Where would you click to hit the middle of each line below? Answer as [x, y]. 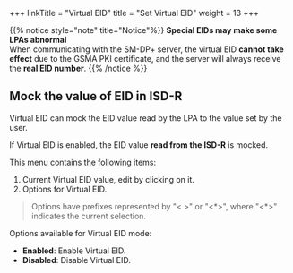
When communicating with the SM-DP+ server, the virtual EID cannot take [146, 49]
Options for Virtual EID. [65, 189]
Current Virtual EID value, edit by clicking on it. [108, 179]
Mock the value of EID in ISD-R [96, 96]
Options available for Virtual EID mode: [81, 233]
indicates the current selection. [88, 216]
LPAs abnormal [38, 40]
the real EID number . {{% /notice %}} [78, 68]
